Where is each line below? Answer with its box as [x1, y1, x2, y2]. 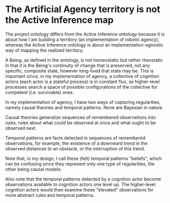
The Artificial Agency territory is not [5, 4, 160, 15]
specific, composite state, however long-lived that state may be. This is [5, 67, 154, 74]
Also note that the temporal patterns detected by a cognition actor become [5, 176, 161, 182]
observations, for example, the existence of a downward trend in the [5, 140, 148, 146]
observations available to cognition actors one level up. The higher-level [5, 181, 156, 187]
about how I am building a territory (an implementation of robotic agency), [5, 36, 159, 43]
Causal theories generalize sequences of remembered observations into [5, 114, 156, 120]
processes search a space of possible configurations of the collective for [5, 84, 158, 90]
